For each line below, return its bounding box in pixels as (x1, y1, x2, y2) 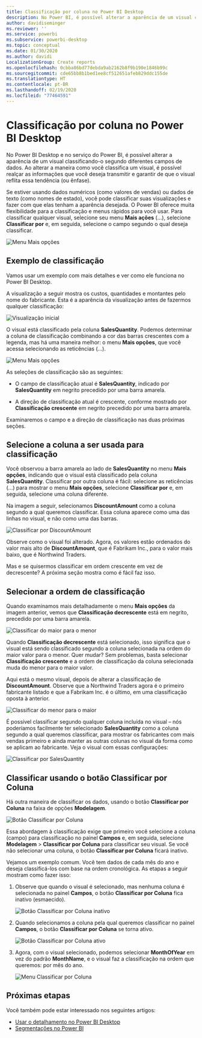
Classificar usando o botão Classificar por (6, 773, 167, 783)
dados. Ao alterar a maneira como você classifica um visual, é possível (6, 163, 182, 171)
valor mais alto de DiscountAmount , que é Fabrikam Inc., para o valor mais (6, 545, 193, 552)
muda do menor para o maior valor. (6, 664, 94, 671)
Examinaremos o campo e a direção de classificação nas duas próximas (6, 416, 185, 423)
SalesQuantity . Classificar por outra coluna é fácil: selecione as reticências (6, 478, 194, 485)
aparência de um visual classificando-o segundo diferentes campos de (6, 157, 182, 165)
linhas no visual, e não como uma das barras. (6, 515, 118, 522)
